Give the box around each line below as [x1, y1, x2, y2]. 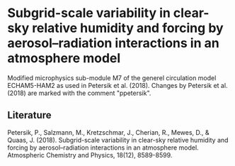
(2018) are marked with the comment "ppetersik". [7, 89, 151, 97]
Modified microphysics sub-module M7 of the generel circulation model [7, 73, 217, 82]
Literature [7, 109, 52, 121]
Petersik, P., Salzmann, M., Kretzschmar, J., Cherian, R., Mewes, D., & [7, 128, 210, 136]
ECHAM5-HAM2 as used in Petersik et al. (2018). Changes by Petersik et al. [7, 81, 228, 89]
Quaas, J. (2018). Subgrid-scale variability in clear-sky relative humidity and [7, 135, 229, 144]
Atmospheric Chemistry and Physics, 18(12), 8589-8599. [7, 150, 173, 159]
